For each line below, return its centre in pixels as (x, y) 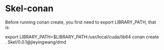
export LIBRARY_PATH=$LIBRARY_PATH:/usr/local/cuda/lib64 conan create (82, 37)
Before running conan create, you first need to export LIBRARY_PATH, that (81, 22)
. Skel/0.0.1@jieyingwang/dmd (36, 42)
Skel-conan (29, 9)
